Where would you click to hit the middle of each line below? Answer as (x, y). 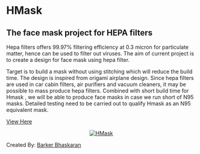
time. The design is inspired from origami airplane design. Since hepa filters (100, 78)
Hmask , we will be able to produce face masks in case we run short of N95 (100, 97)
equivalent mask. (27, 110)
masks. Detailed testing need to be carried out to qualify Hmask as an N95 (98, 103)
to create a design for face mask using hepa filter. (68, 60)
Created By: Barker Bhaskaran (44, 145)
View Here (19, 122)
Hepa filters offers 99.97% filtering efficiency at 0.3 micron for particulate (97, 47)
